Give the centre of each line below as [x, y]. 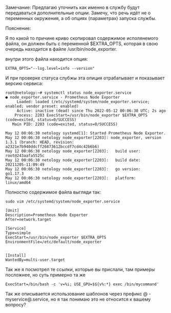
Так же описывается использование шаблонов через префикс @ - [78, 294]
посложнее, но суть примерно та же [46, 275]
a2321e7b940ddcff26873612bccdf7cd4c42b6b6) [52, 147]
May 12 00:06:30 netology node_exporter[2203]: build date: [73, 160]
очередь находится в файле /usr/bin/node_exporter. [61, 49]
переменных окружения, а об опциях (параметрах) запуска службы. [81, 18]
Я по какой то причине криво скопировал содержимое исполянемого [82, 38]
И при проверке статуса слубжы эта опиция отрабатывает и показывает [85, 78]
